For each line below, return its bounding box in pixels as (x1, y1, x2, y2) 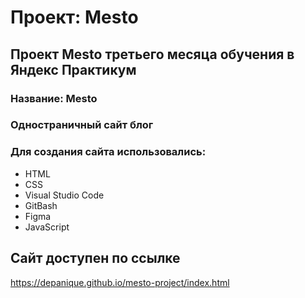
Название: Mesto (10, 91, 98, 105)
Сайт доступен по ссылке (10, 250, 181, 267)
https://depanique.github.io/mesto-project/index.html (10, 276, 230, 288)
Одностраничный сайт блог (10, 118, 154, 132)
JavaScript (24, 221, 70, 233)
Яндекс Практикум (10, 61, 137, 78)
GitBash (24, 199, 58, 211)
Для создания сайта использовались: (10, 145, 207, 159)
